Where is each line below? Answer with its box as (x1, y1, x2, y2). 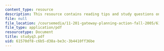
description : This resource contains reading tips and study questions (5, 12, 154, 17)
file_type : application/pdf (5, 25, 62, 30)
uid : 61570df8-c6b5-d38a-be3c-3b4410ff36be (5, 39, 95, 44)
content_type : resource (5, 7, 54, 12)
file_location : (5, 20, 36, 26)
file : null (5, 16, 27, 21)
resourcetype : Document (5, 30, 54, 34)
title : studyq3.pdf (5, 34, 45, 39)
